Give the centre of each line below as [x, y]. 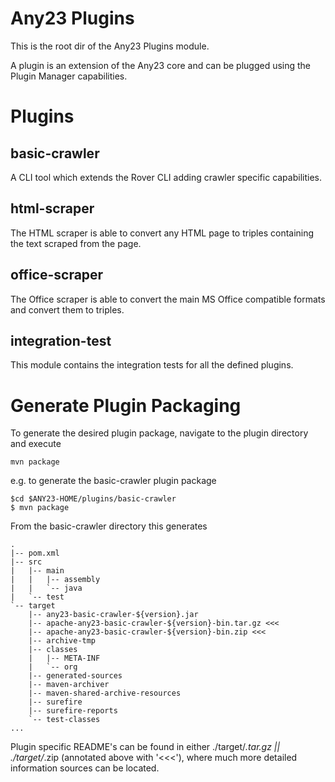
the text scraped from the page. [76, 243]
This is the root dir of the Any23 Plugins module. [110, 46]
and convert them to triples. [67, 309]
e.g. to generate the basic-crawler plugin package [113, 481]
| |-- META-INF [64, 658]
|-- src [26, 562]
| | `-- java [46, 588]
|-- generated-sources [75, 676]
